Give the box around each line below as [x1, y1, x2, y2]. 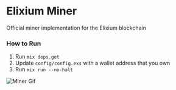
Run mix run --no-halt [15, 66, 73, 73]
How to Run [6, 39, 41, 48]
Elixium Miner [6, 4, 77, 18]
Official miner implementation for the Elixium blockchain [6, 24, 146, 31]
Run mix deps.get [15, 53, 60, 60]
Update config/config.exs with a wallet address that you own [15, 59, 171, 67]
